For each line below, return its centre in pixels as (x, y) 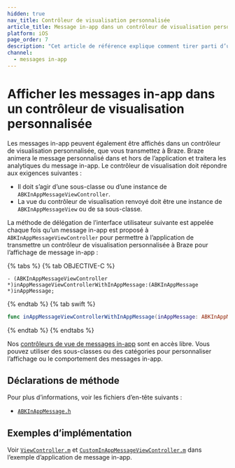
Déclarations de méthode (64, 380)
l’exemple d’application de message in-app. (70, 457)
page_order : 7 (28, 40)
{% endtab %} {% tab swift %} (51, 304)
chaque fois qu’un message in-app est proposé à (78, 230)
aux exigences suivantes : (45, 173)
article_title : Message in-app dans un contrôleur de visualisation (109, 27)
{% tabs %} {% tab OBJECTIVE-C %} (61, 266)
